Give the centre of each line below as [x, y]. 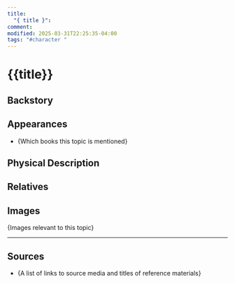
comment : [20, 27]
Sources [26, 256]
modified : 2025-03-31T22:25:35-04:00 [62, 33]
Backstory [30, 100]
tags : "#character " [37, 40]
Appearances [37, 124]
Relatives [28, 187]
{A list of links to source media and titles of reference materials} [109, 273]
